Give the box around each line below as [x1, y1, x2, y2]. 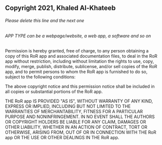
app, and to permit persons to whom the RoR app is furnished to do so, [5, 69, 148, 75]
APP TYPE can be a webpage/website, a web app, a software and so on [5, 33, 151, 39]
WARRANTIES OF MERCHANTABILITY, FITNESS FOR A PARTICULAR [5, 109, 143, 115]
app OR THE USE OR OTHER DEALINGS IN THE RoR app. [5, 135, 120, 141]
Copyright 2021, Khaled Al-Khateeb [5, 4, 116, 12]
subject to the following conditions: [5, 74, 76, 80]
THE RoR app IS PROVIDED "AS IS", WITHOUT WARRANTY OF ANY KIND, [5, 98, 153, 104]
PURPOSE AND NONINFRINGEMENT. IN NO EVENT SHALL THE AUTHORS [5, 114, 155, 120]
